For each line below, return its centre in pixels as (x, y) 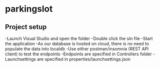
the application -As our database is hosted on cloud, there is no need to (77, 44)
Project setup (26, 27)
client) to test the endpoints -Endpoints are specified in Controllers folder (79, 54)
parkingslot (29, 9)
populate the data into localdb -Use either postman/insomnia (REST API (77, 49)
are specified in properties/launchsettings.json (84, 59)
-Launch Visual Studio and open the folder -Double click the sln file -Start (79, 38)
